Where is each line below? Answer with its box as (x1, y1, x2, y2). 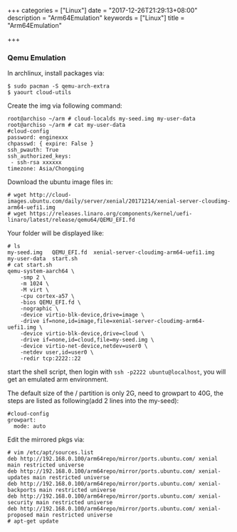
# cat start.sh (7, 262, 53, 269)
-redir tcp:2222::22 (20, 355, 81, 362)
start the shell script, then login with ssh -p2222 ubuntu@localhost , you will (7, 367, 226, 377)
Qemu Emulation (7, 53, 66, 63)
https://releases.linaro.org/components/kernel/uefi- (29, 210, 193, 218)
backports (7, 486, 37, 494)
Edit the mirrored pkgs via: (7, 435, 85, 444)
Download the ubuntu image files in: (7, 178, 113, 186)
